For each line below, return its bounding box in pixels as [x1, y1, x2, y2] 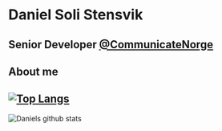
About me [8, 64, 59, 78]
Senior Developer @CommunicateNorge [8, 38, 214, 51]
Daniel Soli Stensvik [8, 6, 143, 24]
